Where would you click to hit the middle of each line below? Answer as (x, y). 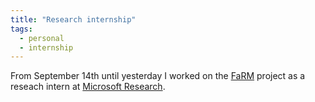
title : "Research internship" (73, 19)
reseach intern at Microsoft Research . (88, 87)
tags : (21, 29)
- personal (42, 38)
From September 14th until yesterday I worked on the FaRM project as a (158, 76)
